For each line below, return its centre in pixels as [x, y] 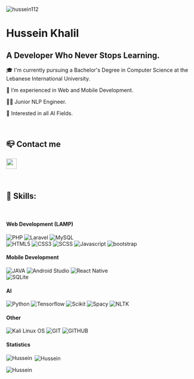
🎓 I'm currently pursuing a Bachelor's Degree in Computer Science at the [97, 70]
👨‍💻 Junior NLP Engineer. [36, 102]
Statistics [19, 345]
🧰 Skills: [21, 196]
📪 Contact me [33, 144]
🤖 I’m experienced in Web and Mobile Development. [70, 90]
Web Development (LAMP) [40, 224]
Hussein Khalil [43, 33]
